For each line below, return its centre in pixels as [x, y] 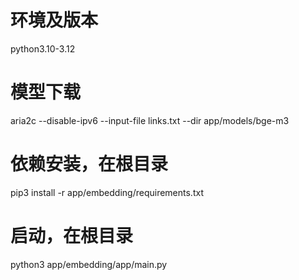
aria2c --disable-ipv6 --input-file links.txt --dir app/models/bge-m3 [150, 120]
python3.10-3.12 [43, 48]
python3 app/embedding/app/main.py [89, 264]
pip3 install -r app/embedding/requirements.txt [107, 192]
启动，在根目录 [72, 236]
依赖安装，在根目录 [89, 164]
